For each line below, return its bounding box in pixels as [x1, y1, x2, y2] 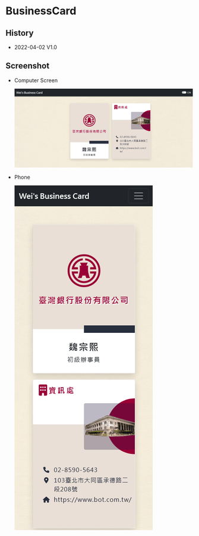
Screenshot [5, 61, 50, 71]
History [5, 28, 34, 38]
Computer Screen [14, 76, 58, 84]
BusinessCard [5, 4, 77, 18]
